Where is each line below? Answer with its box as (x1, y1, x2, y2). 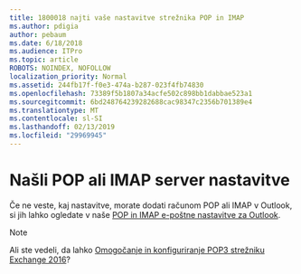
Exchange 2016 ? (9, 254, 71, 265)
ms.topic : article (9, 55, 79, 64)
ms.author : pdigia (9, 22, 79, 31)
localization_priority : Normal (9, 72, 127, 81)
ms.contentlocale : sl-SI (9, 114, 103, 123)
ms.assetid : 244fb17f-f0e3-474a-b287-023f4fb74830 (9, 80, 204, 90)
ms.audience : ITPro (9, 47, 83, 56)
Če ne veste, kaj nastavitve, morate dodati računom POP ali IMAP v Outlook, (9, 200, 293, 211)
